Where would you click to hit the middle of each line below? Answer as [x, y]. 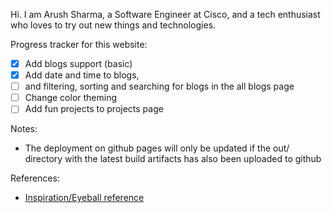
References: [35, 178]
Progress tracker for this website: [79, 44]
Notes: [24, 129]
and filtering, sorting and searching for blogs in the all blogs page [159, 86]
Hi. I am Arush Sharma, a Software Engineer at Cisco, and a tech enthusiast [165, 14]
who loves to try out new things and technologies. [113, 25]
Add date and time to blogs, [82, 75]
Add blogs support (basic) [78, 63]
